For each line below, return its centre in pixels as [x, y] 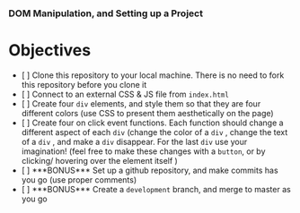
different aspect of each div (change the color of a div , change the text [154, 132]
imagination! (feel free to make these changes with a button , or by [143, 151]
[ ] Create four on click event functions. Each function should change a [152, 123]
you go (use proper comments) [79, 179]
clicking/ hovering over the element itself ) [100, 160]
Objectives [50, 51]
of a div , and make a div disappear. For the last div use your [134, 141]
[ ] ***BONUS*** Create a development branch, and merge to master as [156, 189]
